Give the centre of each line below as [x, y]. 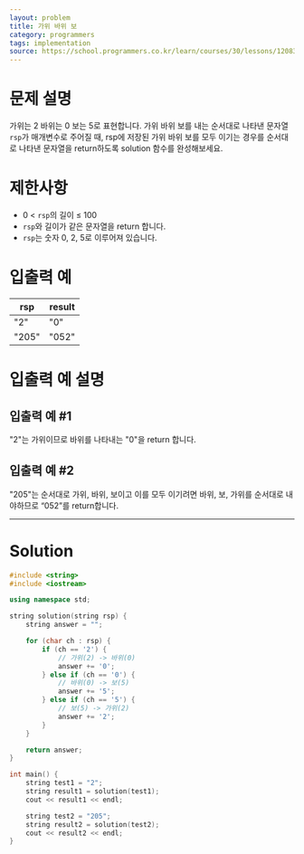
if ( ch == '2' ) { [74, 649]
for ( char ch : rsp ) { [68, 641]
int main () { [34, 774]
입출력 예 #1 [41, 416]
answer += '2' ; [86, 716]
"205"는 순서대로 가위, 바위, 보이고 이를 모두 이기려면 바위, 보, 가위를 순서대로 [147, 494]
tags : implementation [50, 43]
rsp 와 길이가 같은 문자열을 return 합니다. [94, 226]
